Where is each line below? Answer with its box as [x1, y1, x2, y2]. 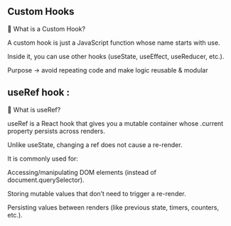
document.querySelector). [7, 176, 85, 184]
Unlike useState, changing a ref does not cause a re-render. [7, 140, 183, 149]
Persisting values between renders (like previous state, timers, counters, [7, 203, 219, 212]
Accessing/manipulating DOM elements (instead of [7, 168, 156, 176]
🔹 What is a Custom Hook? [7, 24, 86, 33]
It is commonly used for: [7, 154, 78, 163]
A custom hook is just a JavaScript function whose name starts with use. [7, 38, 220, 47]
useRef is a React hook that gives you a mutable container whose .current [7, 119, 224, 127]
